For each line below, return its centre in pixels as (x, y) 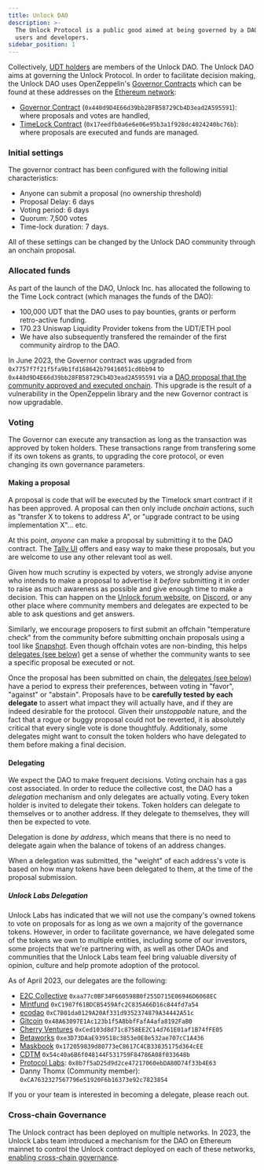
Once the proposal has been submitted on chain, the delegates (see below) (130, 678)
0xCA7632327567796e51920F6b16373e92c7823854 (93, 1080)
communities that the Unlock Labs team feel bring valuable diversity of (123, 957)
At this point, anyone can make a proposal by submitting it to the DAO (121, 540)
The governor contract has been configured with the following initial (118, 170)
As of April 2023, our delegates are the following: (88, 981)
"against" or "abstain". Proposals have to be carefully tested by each (121, 695)
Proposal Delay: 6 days (57, 202)
